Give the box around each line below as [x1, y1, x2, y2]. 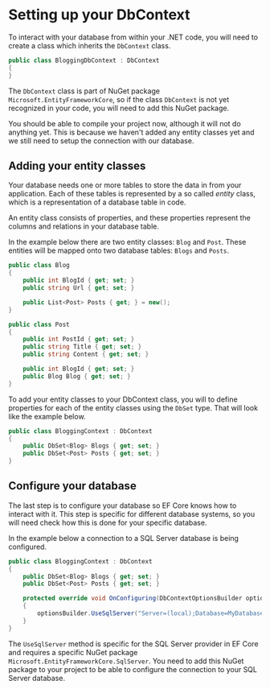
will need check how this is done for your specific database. [8, 518, 207, 527]
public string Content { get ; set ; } [22, 350, 149, 359]
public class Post [8, 320, 70, 328]
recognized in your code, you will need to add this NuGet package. [8, 103, 230, 113]
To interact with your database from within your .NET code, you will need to [8, 32, 259, 42]
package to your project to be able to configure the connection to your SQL [8, 664, 257, 674]
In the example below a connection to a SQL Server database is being [8, 533, 239, 543]
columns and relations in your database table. [8, 221, 159, 231]
